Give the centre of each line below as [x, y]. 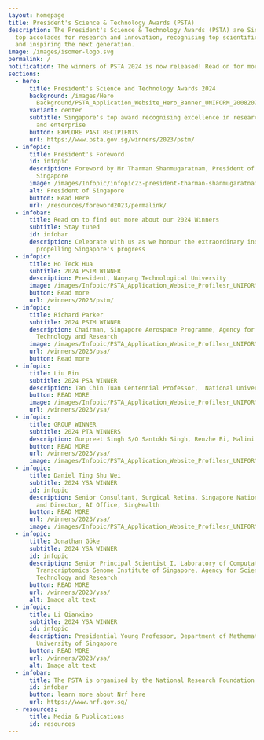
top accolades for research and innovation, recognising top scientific [137, 37]
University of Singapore [77, 644]
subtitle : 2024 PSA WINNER [73, 381]
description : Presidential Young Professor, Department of [127, 636]
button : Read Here [59, 198]
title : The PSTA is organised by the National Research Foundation [142, 680]
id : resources [52, 724]
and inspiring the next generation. [75, 45]
